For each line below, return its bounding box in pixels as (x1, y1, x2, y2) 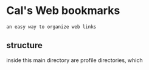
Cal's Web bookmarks (6, 4, 120, 18)
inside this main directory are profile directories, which (6, 56, 143, 64)
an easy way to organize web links (6, 24, 97, 30)
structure (6, 40, 43, 51)
